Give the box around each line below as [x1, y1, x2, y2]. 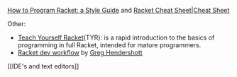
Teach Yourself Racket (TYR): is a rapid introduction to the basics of [17, 33, 215, 42]
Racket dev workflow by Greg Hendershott [17, 49, 143, 57]
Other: [7, 20, 26, 28]
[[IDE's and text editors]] [7, 62, 79, 70]
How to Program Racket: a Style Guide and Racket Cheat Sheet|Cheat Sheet [7, 6, 230, 14]
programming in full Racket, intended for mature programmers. [17, 41, 202, 49]
